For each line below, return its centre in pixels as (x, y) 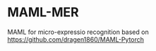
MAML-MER (43, 12)
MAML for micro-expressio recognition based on (78, 32)
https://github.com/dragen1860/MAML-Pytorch (76, 39)
